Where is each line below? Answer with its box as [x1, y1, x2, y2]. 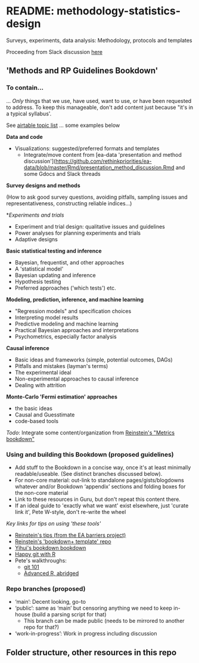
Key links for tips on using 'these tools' [6, 519, 101, 527]
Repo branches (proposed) [6, 585, 86, 593]
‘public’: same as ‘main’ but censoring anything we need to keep [14, 604, 173, 612]
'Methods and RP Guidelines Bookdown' [6, 66, 158, 76]
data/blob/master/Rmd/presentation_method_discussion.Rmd [23, 163, 175, 171]
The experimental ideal [14, 369, 71, 376]
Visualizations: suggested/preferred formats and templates [14, 145, 160, 152]
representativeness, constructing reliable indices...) [6, 199, 132, 207]
